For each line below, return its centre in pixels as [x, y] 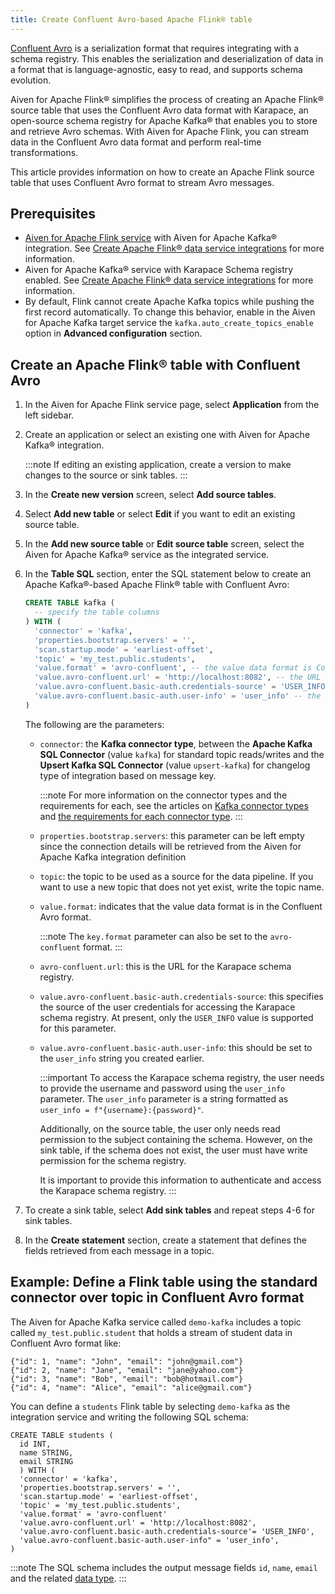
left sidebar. [49, 415]
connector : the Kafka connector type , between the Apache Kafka [176, 743]
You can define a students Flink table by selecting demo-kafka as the [150, 1406]
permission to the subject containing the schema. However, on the [176, 1139]
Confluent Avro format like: [66, 1343]
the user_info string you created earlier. [122, 1058]
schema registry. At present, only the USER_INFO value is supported [176, 1017]
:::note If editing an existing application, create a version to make [158, 465]
